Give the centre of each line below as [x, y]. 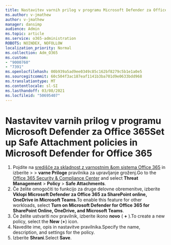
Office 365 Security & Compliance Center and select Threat [75, 178]
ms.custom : [17, 57]
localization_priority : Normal [38, 48]
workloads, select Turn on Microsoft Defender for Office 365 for [81, 205]
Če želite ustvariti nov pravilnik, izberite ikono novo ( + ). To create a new [89, 216]
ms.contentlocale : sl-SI [32, 86]
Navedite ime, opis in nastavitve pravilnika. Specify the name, [77, 227]
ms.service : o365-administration [41, 39]
